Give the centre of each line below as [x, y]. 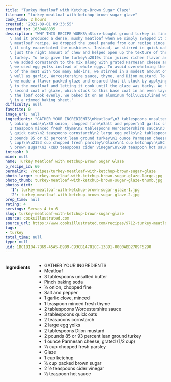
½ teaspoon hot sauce [67, 374]
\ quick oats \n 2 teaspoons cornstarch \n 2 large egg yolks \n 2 [76, 133]
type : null [17, 242]
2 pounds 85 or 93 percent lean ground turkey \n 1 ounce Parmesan [81, 138]
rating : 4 [16, 204]
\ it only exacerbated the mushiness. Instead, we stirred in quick [84, 48]
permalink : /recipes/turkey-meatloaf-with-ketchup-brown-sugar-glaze [81, 171]
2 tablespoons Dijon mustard [74, 331]
